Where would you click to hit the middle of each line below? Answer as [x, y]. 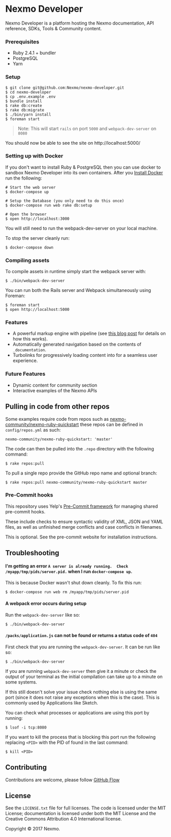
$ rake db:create [24, 105]
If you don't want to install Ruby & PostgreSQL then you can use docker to [83, 167]
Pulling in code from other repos [57, 407]
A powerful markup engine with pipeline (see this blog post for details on [89, 333]
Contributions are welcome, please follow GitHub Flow [63, 780]
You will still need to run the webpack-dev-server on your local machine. [81, 228]
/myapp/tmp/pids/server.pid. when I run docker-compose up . [69, 571]
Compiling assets [27, 260]
